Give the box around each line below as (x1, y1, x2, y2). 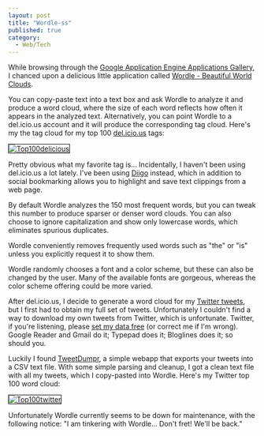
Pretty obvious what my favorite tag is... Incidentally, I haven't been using (8, 160, 246, 170)
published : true (8, 26, 61, 34)
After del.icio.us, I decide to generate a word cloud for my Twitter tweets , (8, 297, 246, 306)
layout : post (8, 11, 51, 20)
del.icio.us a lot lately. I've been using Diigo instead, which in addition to (8, 168, 242, 178)
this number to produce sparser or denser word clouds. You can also (8, 209, 232, 218)
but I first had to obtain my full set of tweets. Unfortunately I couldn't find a (8, 305, 251, 314)
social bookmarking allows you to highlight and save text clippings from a (8, 177, 247, 186)
